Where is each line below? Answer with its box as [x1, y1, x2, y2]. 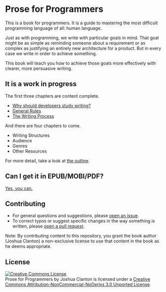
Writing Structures [12, 132, 50, 138]
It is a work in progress [5, 80, 77, 88]
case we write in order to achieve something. [5, 51, 97, 57]
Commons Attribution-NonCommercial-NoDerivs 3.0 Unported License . [5, 282, 151, 288]
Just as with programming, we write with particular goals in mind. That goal [5, 35, 159, 41]
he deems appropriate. [5, 243, 52, 249]
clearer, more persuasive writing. [5, 65, 73, 71]
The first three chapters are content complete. [5, 93, 100, 99]
